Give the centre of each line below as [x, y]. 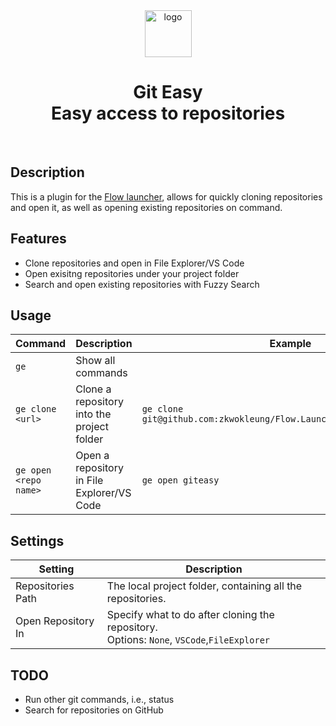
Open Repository [55, 621]
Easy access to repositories [168, 113]
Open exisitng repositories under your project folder [132, 273]
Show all [95, 361]
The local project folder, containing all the [204, 586]
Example [290, 344]
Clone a [93, 389]
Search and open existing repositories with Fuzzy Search [142, 284]
